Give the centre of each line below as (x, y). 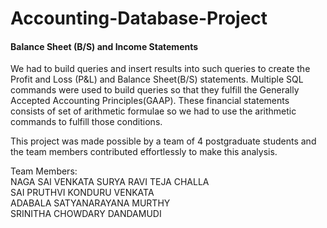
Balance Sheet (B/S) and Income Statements (104, 46)
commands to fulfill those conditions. (86, 122)
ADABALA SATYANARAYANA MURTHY (90, 203)
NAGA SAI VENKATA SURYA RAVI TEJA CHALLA (110, 182)
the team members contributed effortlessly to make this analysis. (144, 152)
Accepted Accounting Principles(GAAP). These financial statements (150, 101)
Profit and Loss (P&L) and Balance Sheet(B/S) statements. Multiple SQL (157, 79)
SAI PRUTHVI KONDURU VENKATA (82, 193)
